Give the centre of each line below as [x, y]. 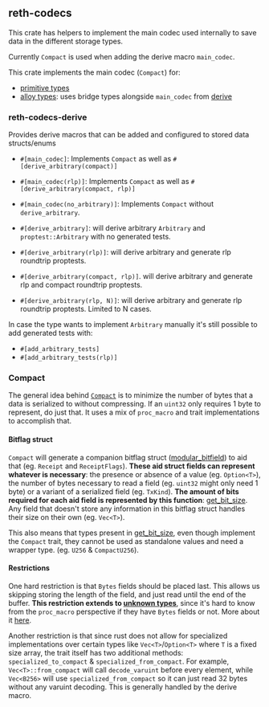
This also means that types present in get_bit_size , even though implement [132, 533]
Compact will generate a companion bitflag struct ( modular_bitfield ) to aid [128, 457]
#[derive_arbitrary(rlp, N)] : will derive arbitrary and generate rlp [131, 300]
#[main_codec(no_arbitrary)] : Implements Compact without [117, 204]
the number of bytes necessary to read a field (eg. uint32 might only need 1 [133, 483]
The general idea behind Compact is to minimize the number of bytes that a [131, 395]
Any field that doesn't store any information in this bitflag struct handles [127, 509]
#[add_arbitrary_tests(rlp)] [69, 358]
